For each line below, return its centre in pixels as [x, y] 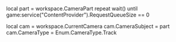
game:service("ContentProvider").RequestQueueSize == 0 [78, 15]
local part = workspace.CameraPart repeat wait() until [72, 9]
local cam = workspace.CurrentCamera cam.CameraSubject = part [88, 26]
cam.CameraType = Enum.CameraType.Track [62, 33]
